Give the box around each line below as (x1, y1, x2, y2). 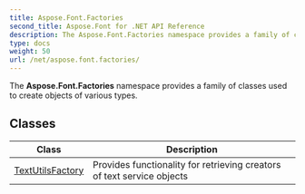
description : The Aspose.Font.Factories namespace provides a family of (9, 30, 290, 39)
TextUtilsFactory (14, 164, 84, 177)
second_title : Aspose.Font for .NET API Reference (9, 22, 205, 31)
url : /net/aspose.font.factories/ (9, 55, 141, 64)
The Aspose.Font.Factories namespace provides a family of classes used (9, 81, 288, 91)
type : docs (9, 38, 51, 48)
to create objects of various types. (9, 90, 138, 101)
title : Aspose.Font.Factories (9, 13, 124, 23)
